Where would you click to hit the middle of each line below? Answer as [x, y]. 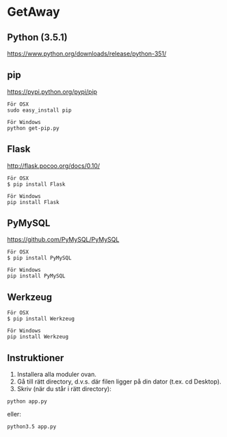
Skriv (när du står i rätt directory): [64, 389]
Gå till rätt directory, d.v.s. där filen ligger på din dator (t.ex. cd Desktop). [119, 382]
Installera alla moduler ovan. [57, 375]
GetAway [34, 12]
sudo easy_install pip [39, 110]
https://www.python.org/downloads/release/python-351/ [87, 53]
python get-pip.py [33, 128]
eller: [14, 414]
